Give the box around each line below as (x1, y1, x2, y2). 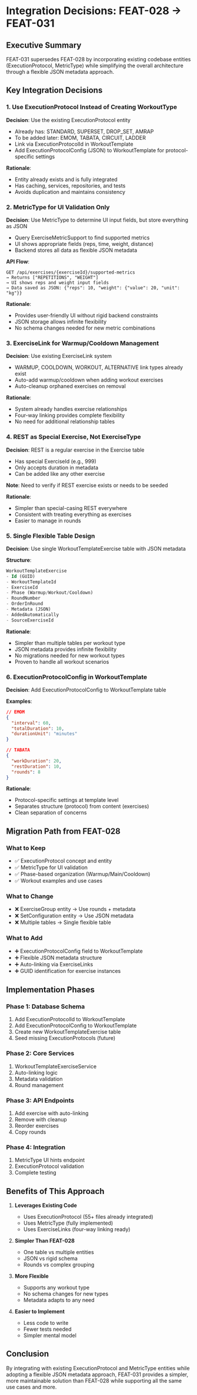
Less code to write (23, 1320, 69, 1327)
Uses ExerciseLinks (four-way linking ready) (23, 1226, 131, 1233)
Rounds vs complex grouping (23, 1261, 95, 1268)
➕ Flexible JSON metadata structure (14, 954, 102, 961)
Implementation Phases (6, 985, 95, 995)
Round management (14, 1081, 64, 1088)
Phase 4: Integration (6, 1143, 66, 1151)
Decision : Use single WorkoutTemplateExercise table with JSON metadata (6, 545, 186, 552)
